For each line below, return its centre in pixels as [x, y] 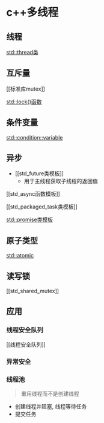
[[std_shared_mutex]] [32, 291]
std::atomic [20, 256]
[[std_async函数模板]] [33, 194]
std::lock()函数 [24, 102]
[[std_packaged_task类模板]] [42, 207]
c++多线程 [32, 12]
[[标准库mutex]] [26, 89]
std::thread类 [23, 52]
